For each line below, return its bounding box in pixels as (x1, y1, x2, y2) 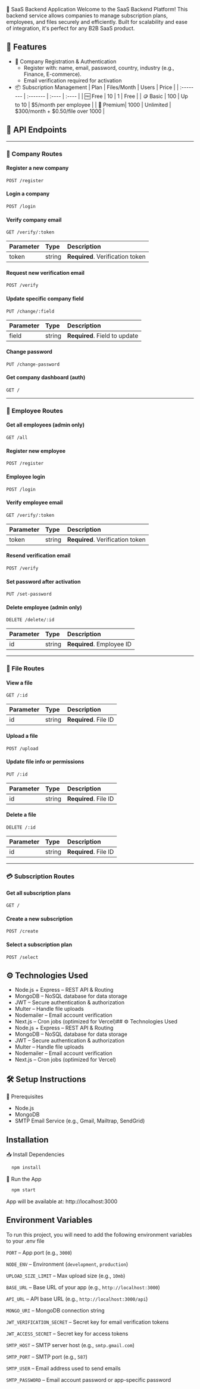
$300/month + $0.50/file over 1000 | (14, 108, 105, 115)
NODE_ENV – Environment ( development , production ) (6, 1261, 129, 1268)
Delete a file (6, 811, 37, 818)
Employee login (6, 473, 46, 480)
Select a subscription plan (6, 941, 73, 948)
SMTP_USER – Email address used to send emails (6, 1365, 121, 1372)
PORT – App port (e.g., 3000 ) (6, 1249, 73, 1256)
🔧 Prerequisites (6, 1093, 43, 1100)
